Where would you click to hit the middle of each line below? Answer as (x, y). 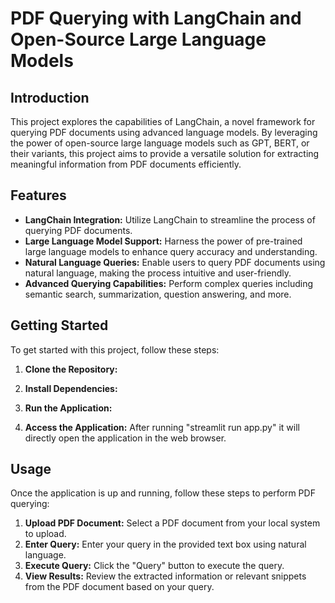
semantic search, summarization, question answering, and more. (158, 294)
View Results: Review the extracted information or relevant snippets (165, 576)
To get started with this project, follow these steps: (115, 349)
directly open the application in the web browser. (125, 438)
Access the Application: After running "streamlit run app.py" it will (162, 427)
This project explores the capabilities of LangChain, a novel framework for (163, 121)
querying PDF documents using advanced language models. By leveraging (164, 132)
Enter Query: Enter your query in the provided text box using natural (165, 544)
